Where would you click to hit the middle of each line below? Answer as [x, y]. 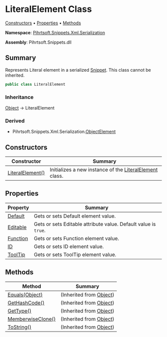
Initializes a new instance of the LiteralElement [104, 170]
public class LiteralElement [35, 84]
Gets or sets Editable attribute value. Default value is [95, 224]
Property [18, 208]
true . [40, 230]
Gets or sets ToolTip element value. [75, 254]
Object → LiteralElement [30, 108]
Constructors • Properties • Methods [43, 23]
